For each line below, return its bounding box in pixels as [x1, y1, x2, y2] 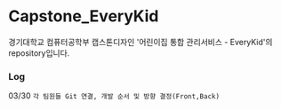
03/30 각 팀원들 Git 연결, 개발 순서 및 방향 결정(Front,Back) [8, 90, 220, 101]
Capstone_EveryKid [8, 6, 159, 27]
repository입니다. [8, 47, 70, 58]
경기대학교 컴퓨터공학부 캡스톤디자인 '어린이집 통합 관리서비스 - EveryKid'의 [8, 36, 273, 47]
